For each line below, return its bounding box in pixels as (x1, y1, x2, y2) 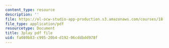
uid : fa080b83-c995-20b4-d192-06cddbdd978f (5, 35, 98, 40)
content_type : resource (5, 7, 55, 12)
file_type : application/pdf (5, 21, 64, 26)
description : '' (5, 12, 39, 17)
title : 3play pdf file (5, 30, 53, 35)
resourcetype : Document (5, 26, 55, 31)
